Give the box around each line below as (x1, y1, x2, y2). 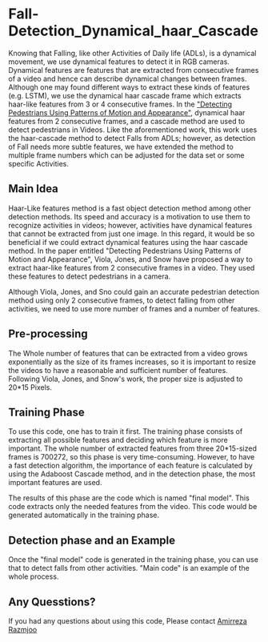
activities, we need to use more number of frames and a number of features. (8, 303, 260, 313)
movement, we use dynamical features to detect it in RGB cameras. (8, 57, 230, 66)
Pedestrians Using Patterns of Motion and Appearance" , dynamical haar (8, 107, 246, 117)
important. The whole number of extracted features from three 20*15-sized (8, 443, 258, 453)
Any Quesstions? (8, 595, 96, 608)
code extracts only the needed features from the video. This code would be (8, 502, 258, 512)
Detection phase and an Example (8, 533, 176, 547)
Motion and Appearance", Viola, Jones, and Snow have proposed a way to (8, 254, 254, 264)
